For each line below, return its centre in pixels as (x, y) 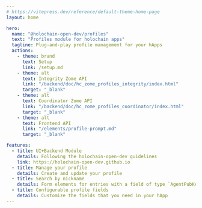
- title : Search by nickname (48, 179)
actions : (23, 51)
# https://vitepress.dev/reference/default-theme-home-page (83, 12)
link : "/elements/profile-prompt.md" (69, 129)
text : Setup (37, 62)
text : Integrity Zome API (54, 79)
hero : (13, 28)
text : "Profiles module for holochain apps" (68, 40)
